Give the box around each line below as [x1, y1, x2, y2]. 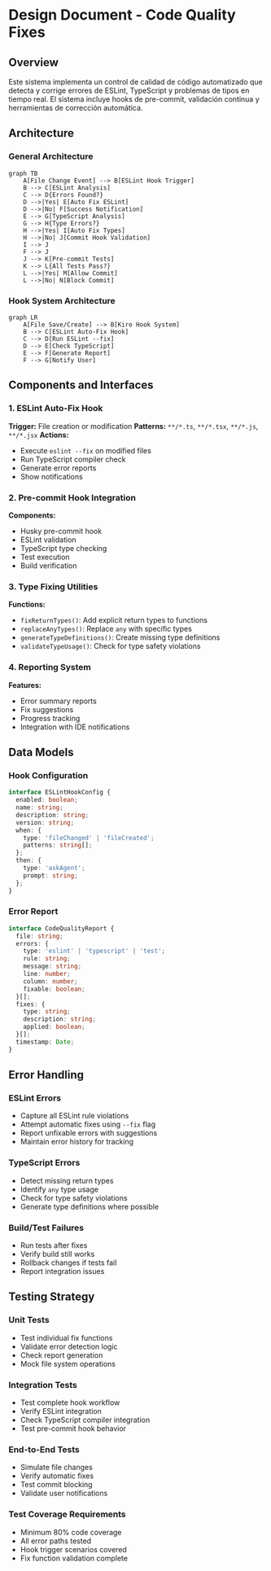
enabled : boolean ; [15, 796, 79, 804]
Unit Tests [8, 1315, 50, 1326]
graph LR [8, 313, 38, 322]
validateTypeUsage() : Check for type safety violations [20, 641, 201, 651]
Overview [8, 55, 59, 69]
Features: [8, 680, 42, 689]
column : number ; [23, 977, 79, 986]
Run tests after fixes [20, 1240, 88, 1250]
